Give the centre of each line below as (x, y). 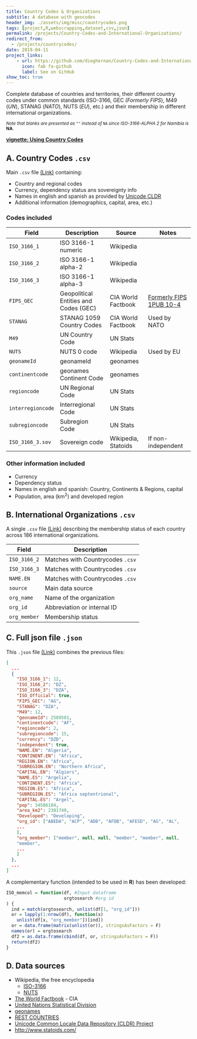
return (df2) (26, 942)
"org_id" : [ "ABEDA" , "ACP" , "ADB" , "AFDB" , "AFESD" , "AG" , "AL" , (98, 822)
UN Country (76, 335)
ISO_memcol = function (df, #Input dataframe (61, 892)
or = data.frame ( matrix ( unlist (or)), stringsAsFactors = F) (86, 926)
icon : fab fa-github (47, 66)
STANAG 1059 (80, 318)
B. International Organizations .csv (71, 515)
